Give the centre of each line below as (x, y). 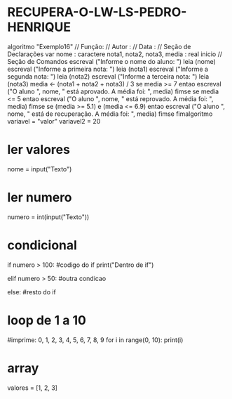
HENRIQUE (39, 27)
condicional (42, 245)
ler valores (39, 150)
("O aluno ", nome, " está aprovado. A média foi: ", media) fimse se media (113, 91)
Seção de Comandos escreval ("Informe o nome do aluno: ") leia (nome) (111, 61)
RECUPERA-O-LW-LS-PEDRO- (97, 12)
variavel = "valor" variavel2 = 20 (54, 121)
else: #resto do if (32, 292)
